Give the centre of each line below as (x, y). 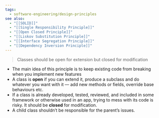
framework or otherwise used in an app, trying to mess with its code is (83, 100)
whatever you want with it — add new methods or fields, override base (83, 84)
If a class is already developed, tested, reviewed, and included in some (83, 95)
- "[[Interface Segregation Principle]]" (52, 41)
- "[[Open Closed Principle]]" (41, 32)
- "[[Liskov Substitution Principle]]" (50, 37)
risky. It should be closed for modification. (54, 105)
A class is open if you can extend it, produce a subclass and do (76, 79)
